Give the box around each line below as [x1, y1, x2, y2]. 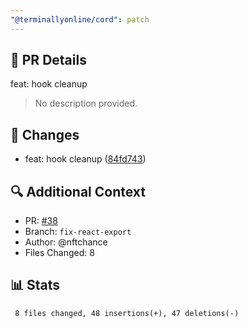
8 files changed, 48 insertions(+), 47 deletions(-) [14, 308, 240, 318]
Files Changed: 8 [24, 247, 95, 259]
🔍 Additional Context [10, 183, 147, 200]
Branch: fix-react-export [24, 226, 132, 238]
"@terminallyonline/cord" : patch [10, 14, 150, 25]
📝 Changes [10, 126, 80, 143]
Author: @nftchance [24, 236, 108, 248]
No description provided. [34, 97, 138, 110]
